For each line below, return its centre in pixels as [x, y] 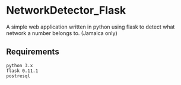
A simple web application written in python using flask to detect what [90, 27]
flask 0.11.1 [22, 71]
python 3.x [20, 65]
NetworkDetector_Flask [66, 10]
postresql [18, 76]
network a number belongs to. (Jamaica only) [62, 33]
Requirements [33, 52]
